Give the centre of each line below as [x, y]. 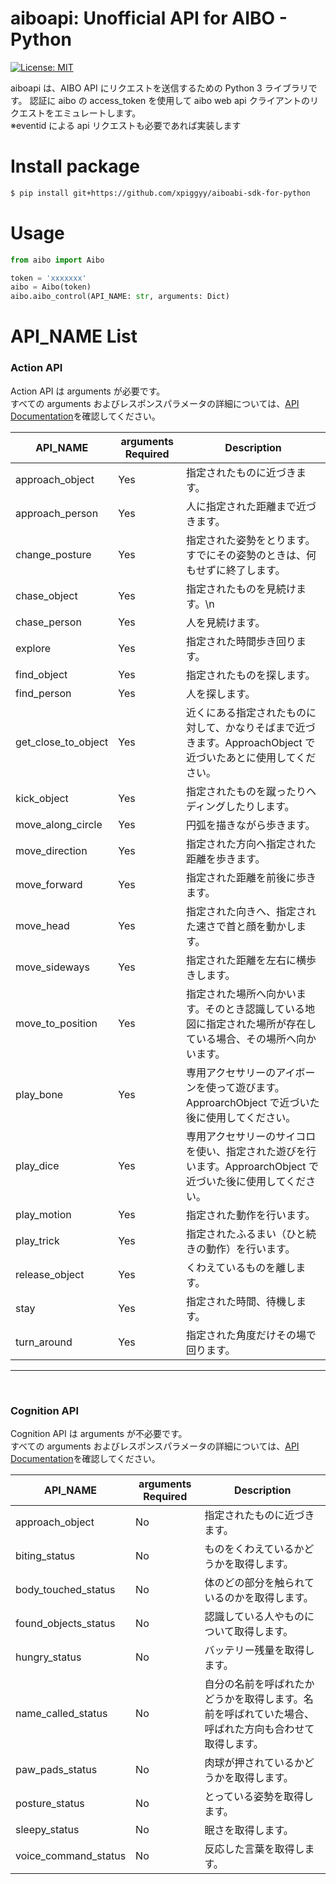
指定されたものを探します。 [251, 675]
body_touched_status [65, 1589]
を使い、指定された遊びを [246, 1151]
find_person [43, 693]
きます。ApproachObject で [251, 742]
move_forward [49, 884]
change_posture [53, 554]
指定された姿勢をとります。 [251, 540]
